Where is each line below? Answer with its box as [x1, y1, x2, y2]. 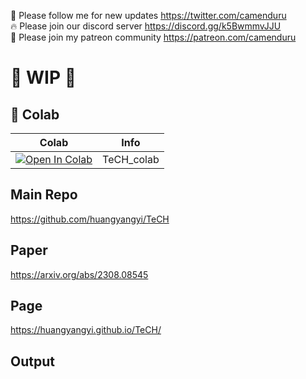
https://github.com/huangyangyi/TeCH [10, 213, 170, 225]
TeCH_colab [102, 153, 160, 166]
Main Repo [10, 186, 78, 204]
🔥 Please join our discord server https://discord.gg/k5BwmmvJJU [10, 20, 282, 32]
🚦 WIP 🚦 [10, 66, 77, 89]
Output [10, 353, 55, 370]
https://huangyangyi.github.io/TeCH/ [10, 324, 162, 336]
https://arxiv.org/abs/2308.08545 [10, 268, 149, 280]
